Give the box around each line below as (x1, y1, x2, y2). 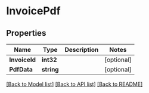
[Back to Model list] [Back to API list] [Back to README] (6, 80, 143, 88)
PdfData (9, 66, 33, 73)
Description (64, 46, 99, 54)
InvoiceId (9, 55, 36, 64)
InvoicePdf (6, 4, 61, 18)
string (41, 66, 59, 73)
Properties (6, 28, 46, 38)
